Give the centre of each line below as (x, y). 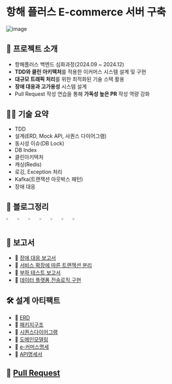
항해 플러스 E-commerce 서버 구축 (86, 12)
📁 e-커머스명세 (32, 347)
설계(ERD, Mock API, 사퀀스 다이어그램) (61, 136)
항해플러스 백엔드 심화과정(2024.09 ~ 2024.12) (70, 64)
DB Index (26, 150)
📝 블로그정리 (27, 206)
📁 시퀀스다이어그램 (36, 332)
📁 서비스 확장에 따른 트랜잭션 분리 (53, 265)
